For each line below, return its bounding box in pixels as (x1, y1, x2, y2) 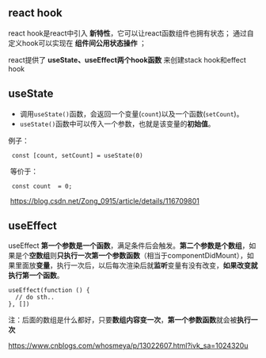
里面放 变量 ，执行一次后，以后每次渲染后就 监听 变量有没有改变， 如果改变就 (14, 261, 258, 270)
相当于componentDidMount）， (146, 251, 248, 261)
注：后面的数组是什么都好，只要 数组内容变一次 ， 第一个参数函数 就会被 (8, 315, 237, 325)
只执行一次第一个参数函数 (56, 251, 140, 261)
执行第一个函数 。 (8, 271, 64, 280)
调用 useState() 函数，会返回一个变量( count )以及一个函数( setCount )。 (19, 109, 244, 118)
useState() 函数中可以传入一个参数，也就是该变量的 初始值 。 (19, 119, 215, 128)
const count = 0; (11, 182, 73, 190)
